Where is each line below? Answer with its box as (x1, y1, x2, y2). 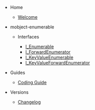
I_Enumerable (25, 44, 54, 50)
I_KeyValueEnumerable (25, 54, 74, 60)
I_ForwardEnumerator (25, 49, 71, 55)
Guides (10, 69, 25, 76)
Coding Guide (17, 80, 47, 85)
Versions (10, 89, 29, 95)
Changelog (17, 99, 41, 105)
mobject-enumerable (10, 24, 54, 30)
